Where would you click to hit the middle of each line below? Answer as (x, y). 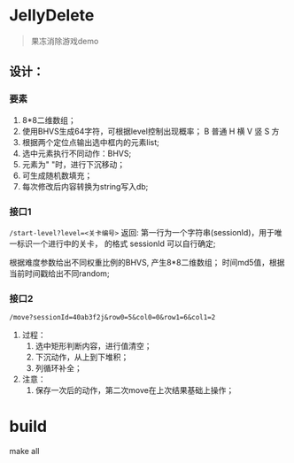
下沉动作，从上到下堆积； (82, 357)
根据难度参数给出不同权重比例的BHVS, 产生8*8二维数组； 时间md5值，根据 (147, 262)
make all (24, 451)
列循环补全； (58, 368)
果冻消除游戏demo (65, 41)
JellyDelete (52, 15)
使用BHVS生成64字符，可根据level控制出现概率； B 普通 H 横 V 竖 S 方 (151, 131)
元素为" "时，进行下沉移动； (73, 164)
